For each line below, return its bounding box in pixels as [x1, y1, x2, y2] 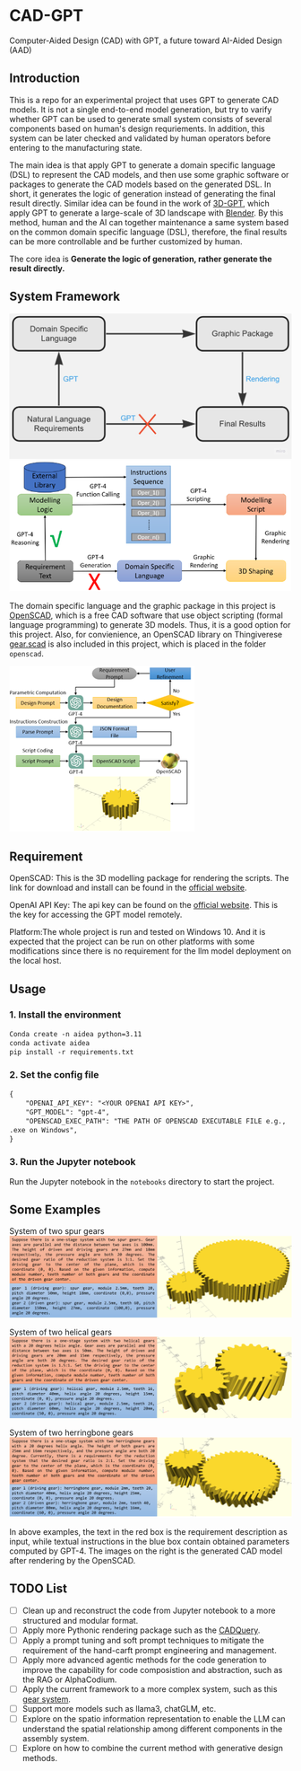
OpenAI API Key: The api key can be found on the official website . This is [9, 900, 279, 911]
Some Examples [9, 1202, 101, 1217]
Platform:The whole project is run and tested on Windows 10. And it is [9, 927, 266, 938]
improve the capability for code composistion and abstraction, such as [21, 1665, 283, 1676]
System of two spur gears [9, 1226, 105, 1237]
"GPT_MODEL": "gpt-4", [25, 1108, 110, 1117]
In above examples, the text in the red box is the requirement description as [9, 1527, 288, 1537]
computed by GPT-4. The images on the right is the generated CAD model [9, 1546, 283, 1556]
